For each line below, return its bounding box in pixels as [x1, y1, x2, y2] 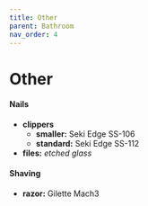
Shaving [9, 168, 41, 179]
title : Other [9, 13, 58, 22]
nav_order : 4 [9, 30, 58, 39]
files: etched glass [22, 148, 92, 158]
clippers [22, 119, 55, 130]
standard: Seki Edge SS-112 [35, 138, 140, 148]
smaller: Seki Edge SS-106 [35, 128, 136, 139]
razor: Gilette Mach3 [22, 188, 100, 199]
